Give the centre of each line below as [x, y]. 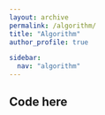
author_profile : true [49, 42]
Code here [38, 102]
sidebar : [25, 58]
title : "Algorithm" [45, 34]
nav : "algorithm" [49, 66]
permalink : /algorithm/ [53, 26]
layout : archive [39, 17]
